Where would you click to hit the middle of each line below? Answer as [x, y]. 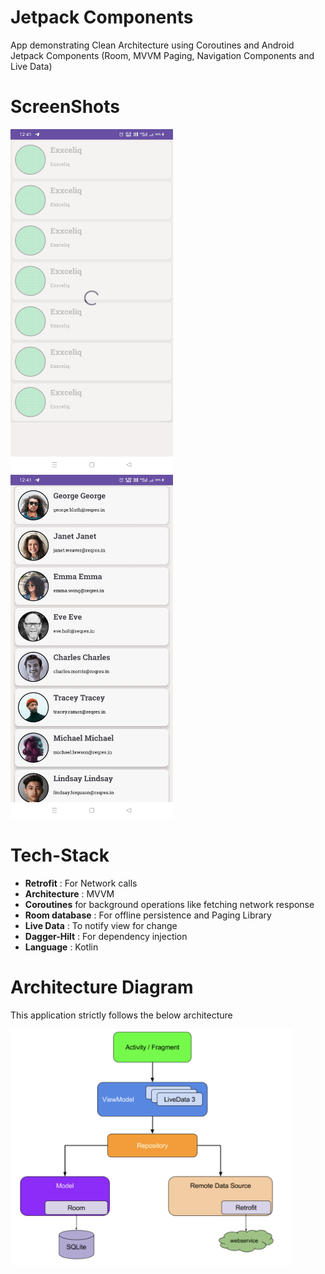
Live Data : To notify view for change [101, 925]
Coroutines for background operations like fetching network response [169, 904]
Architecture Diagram [102, 987]
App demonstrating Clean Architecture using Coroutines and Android [152, 45]
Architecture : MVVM [69, 893]
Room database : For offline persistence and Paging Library [148, 915]
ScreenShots [65, 107]
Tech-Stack [60, 855]
